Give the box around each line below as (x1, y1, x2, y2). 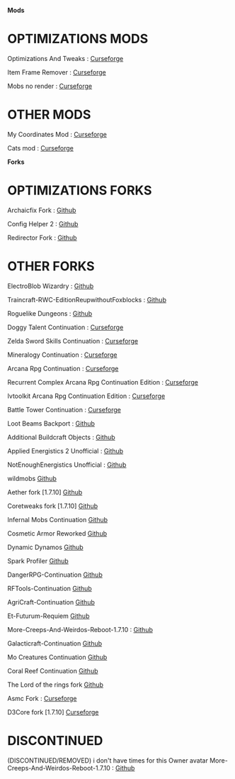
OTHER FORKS (7, 258, 95, 274)
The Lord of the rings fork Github (7, 680, 104, 689)
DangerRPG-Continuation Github (7, 570, 103, 579)
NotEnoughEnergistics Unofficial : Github (7, 460, 127, 469)
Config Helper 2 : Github (7, 219, 79, 228)
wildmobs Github (7, 474, 57, 482)
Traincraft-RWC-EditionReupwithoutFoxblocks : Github (7, 295, 166, 304)
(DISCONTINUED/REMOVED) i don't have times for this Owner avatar (7, 756, 209, 765)
